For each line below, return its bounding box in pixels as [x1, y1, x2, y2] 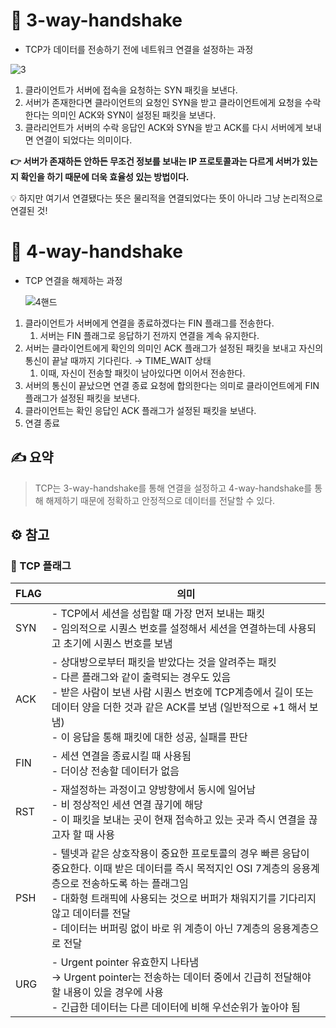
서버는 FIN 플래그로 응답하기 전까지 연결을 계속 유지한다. [39, 329, 260, 341]
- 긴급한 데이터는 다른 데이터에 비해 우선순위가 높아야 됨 [51, 1000, 301, 1014]
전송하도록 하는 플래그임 [81, 877, 189, 891]
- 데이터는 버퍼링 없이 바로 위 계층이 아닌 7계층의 [51, 922, 271, 936]
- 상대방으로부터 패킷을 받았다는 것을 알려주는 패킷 [51, 655, 277, 669]
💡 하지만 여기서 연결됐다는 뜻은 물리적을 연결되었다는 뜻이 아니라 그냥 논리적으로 [10, 192, 323, 204]
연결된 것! [10, 204, 48, 216]
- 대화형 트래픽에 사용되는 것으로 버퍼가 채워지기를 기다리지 [51, 892, 317, 906]
